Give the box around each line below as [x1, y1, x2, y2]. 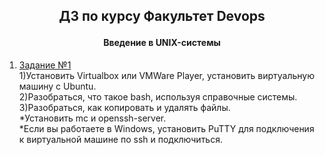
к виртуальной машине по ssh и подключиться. [18, 134, 223, 145]
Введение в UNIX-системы [103, 37, 221, 49]
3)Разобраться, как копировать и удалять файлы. [18, 102, 231, 113]
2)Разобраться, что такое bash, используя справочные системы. [18, 91, 298, 103]
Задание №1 [18, 59, 72, 71]
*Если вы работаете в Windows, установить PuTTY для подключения [18, 123, 315, 134]
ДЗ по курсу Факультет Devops [58, 8, 266, 25]
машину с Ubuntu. [18, 80, 97, 92]
